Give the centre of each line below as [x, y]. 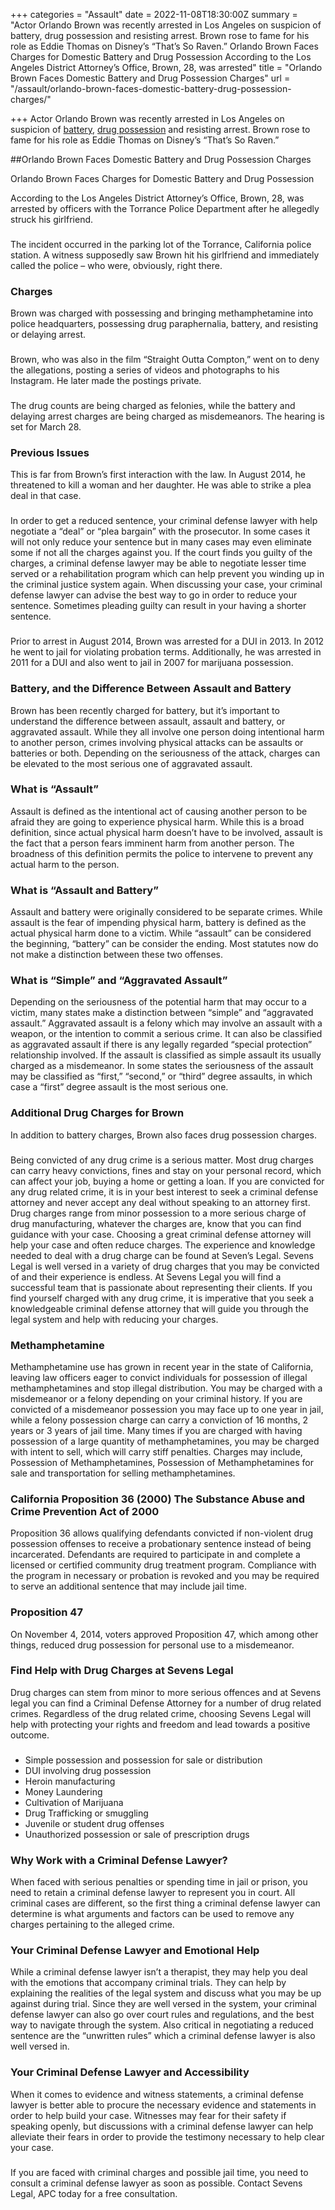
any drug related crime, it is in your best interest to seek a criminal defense [164, 1191]
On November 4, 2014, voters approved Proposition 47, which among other [164, 1634]
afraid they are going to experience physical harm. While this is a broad [157, 821]
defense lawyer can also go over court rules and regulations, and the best [162, 2015]
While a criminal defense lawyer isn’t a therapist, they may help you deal [159, 1972]
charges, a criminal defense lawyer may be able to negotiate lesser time [158, 563]
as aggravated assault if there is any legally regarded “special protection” [161, 1045]
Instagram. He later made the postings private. [106, 381]
